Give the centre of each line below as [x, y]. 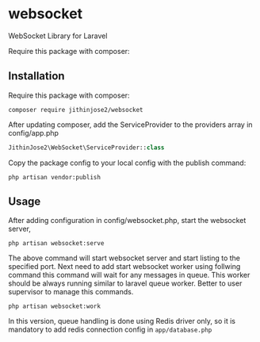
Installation [36, 76]
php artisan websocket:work [55, 306]
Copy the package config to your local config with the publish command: [127, 163]
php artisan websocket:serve [56, 244]
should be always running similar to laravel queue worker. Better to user [125, 283]
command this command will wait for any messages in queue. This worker [129, 275]
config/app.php [34, 133]
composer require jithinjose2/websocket [76, 110]
